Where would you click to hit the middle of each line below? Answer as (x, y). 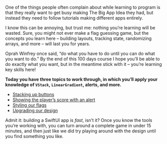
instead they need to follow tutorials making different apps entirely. (74, 18)
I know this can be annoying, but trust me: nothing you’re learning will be (80, 28)
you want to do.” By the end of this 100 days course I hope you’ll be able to (82, 59)
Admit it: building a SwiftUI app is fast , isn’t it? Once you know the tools (79, 120)
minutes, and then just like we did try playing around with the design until (81, 131)
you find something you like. (34, 136)
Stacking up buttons (33, 94)
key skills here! (21, 69)
